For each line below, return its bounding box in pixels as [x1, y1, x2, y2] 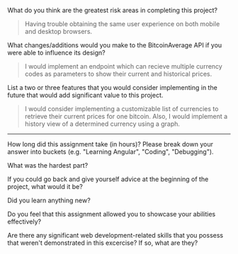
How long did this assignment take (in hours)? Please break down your [7, 140, 214, 148]
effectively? [7, 217, 41, 226]
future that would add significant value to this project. [7, 91, 164, 99]
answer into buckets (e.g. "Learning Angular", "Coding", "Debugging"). [7, 148, 214, 156]
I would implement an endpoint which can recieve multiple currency [24, 62, 223, 70]
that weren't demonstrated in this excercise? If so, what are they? [7, 238, 198, 247]
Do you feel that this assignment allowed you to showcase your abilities [7, 210, 216, 218]
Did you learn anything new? [7, 196, 91, 204]
